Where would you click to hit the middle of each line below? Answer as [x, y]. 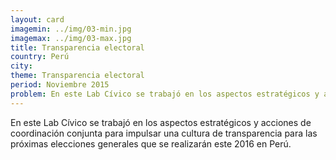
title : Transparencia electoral [77, 47]
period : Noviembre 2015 [60, 85]
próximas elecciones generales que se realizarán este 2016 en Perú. [151, 143]
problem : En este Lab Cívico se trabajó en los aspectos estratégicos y [165, 94]
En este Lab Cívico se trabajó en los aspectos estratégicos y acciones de [161, 122]
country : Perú [40, 57]
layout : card [37, 19]
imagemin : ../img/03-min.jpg [71, 29]
